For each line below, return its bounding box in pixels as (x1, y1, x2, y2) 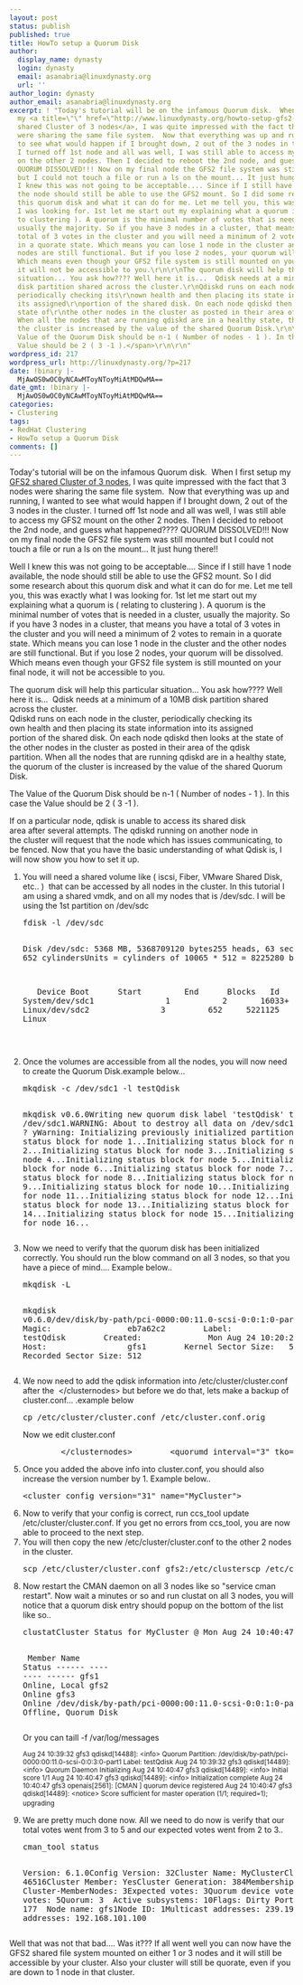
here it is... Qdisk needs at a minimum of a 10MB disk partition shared (9, 694, 269, 705)
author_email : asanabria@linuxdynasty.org (9, 97, 171, 107)
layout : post (9, 13, 59, 23)
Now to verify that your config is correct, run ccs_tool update (22, 1508, 250, 1519)
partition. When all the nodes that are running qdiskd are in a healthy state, (9, 751, 287, 762)
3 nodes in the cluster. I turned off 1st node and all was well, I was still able (9, 506, 287, 516)
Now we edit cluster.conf (22, 1430, 115, 1441)
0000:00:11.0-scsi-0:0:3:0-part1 (22, 1758, 122, 1767)
